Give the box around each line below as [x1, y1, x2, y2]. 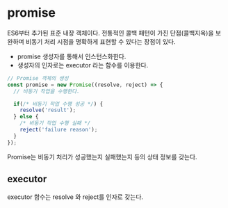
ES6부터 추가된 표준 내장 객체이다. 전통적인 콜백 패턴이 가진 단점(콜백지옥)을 [7, 29, 214, 37]
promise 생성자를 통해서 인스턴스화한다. [17, 52, 127, 61]
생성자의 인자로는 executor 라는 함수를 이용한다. [17, 61, 149, 69]
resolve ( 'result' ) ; [19, 106, 76, 114]
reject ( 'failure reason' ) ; [19, 127, 98, 134]
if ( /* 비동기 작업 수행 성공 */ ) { [13, 100, 104, 107]
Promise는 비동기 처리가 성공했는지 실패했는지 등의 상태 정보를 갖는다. [7, 152, 197, 161]
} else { [13, 113, 39, 120]
